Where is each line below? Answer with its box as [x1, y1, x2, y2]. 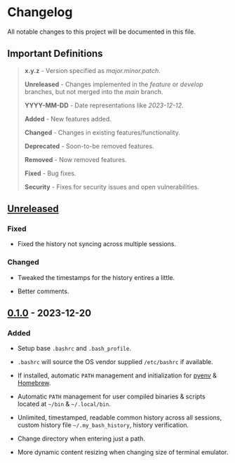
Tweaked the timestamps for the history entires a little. [17, 273, 175, 281]
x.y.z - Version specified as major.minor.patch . [24, 66, 161, 74]
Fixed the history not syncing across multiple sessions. [17, 240, 177, 248]
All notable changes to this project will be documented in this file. [7, 27, 196, 36]
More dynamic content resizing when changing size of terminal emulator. [17, 448, 229, 457]
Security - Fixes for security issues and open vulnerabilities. [24, 182, 200, 191]
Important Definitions [7, 48, 103, 60]
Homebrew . [17, 379, 51, 387]
